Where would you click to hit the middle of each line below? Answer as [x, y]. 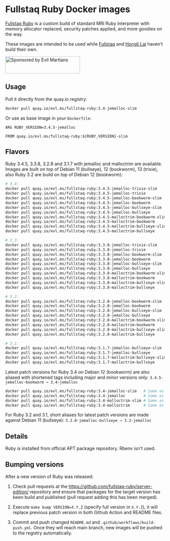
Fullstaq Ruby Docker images [68, 9]
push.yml [22, 528]
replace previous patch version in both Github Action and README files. [88, 513]
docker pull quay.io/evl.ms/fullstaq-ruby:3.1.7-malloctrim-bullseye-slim [86, 358]
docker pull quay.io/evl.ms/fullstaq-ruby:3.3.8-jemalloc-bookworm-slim [83, 255]
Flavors [17, 152]
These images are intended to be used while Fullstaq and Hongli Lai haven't [84, 44]
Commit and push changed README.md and [56, 522]
